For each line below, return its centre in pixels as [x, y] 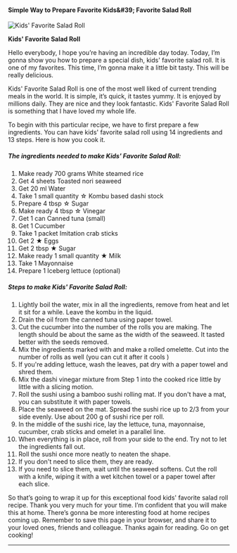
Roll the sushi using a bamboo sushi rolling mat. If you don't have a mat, [122, 395]
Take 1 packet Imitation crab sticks [68, 234]
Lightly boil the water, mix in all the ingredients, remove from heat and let [123, 305]
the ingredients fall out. [52, 447]
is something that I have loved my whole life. [72, 111]
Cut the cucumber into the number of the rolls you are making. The [115, 327]
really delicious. [31, 75]
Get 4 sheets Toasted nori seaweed [70, 181]
